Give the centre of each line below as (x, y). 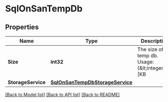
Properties (22, 27)
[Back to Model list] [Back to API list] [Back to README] (62, 95)
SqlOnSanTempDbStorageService (91, 82)
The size (147, 49)
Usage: (145, 62)
